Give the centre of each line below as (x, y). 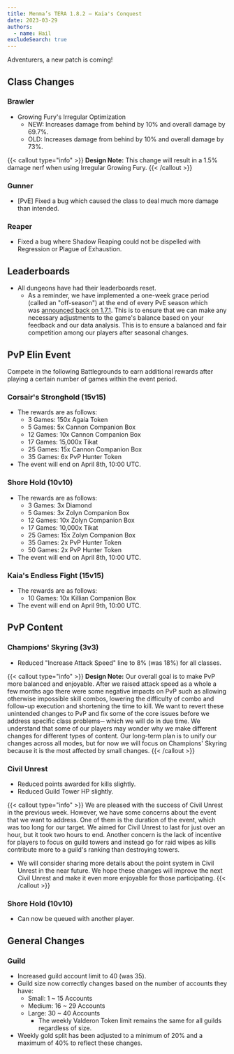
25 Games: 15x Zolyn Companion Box (82, 535)
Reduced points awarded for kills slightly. (76, 784)
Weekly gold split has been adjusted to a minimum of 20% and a (110, 1035)
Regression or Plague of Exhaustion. (70, 249)
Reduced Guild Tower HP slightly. (65, 791)
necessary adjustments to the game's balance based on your (116, 318)
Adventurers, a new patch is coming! (60, 59)
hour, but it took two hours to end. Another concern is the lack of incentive (115, 834)
